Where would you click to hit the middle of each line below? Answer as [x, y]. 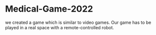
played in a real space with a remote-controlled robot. [60, 27]
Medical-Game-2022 [49, 9]
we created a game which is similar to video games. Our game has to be [78, 22]
